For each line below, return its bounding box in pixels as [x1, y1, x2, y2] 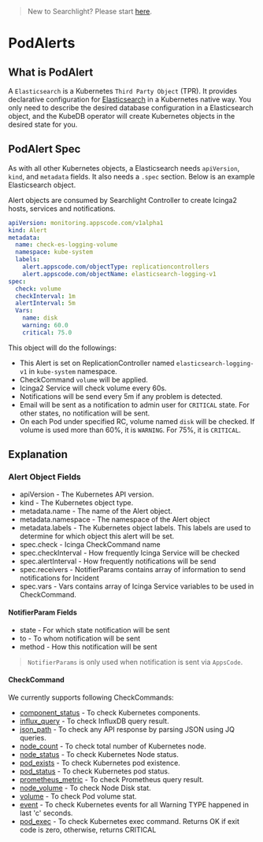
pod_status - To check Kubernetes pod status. [19, 766, 170, 776]
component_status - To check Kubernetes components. [19, 707, 201, 717]
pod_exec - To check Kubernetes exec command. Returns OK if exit [19, 816, 240, 825]
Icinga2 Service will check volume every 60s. [19, 383, 167, 393]
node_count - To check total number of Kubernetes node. [19, 741, 206, 751]
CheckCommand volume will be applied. [19, 375, 148, 384]
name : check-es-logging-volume [15, 241, 118, 249]
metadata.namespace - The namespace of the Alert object [19, 515, 210, 524]
